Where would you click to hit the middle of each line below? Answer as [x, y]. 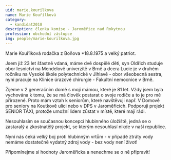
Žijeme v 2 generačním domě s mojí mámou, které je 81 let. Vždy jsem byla [84, 89]
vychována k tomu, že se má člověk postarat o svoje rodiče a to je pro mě [83, 95]
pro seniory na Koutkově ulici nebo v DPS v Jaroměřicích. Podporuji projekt [85, 106]
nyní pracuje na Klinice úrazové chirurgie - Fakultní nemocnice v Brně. [80, 79]
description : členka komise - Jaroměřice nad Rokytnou [65, 29]
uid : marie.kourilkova [30, 10]
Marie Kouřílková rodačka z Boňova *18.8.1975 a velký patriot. [71, 53]
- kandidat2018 [26, 24]
